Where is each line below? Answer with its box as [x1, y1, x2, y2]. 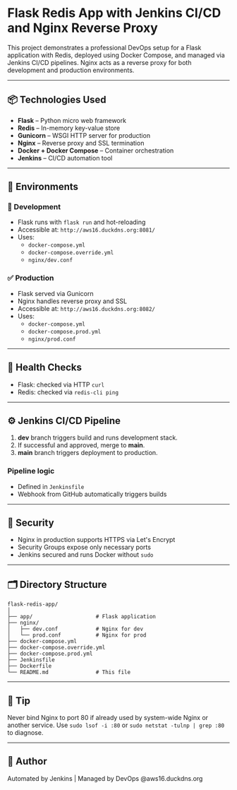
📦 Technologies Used [7, 94, 107, 106]
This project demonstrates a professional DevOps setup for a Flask [7, 43, 202, 52]
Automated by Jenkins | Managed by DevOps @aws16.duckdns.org [7, 774, 203, 782]
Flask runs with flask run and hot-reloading [17, 218, 146, 227]
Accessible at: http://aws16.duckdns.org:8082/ [17, 304, 156, 312]
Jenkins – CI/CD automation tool [17, 153, 113, 162]
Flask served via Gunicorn [17, 289, 94, 297]
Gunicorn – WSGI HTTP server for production [17, 131, 150, 139]
